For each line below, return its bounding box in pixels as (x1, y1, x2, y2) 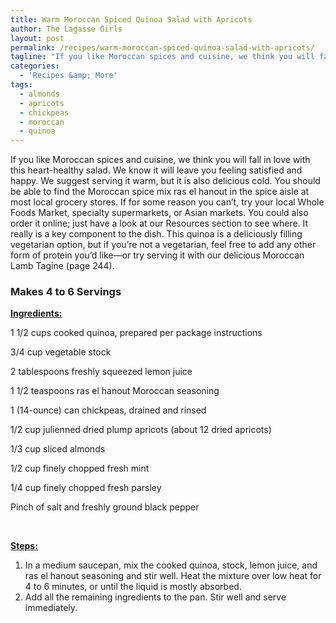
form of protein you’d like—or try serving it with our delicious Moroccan (10, 249, 305, 261)
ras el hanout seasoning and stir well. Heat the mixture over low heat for (24, 570, 322, 582)
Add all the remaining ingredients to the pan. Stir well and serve (24, 591, 287, 603)
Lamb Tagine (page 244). (10, 260, 115, 272)
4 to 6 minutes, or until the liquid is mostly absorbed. (24, 581, 242, 593)
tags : (10, 80, 33, 90)
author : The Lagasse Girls (10, 24, 123, 34)
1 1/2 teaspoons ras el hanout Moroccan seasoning (10, 385, 220, 397)
